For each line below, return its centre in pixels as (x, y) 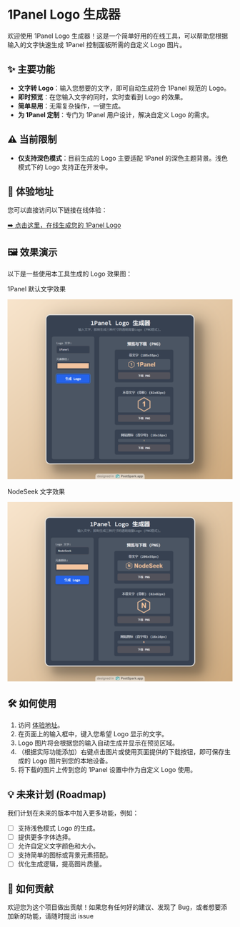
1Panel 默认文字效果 (37, 289)
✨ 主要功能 (31, 70)
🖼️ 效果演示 (32, 252)
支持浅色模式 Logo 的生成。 (58, 828)
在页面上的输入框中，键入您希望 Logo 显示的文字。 (92, 734)
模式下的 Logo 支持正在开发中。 (65, 167)
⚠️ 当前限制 (32, 140)
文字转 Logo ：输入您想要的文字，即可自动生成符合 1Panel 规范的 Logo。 (124, 88)
